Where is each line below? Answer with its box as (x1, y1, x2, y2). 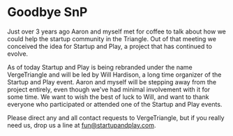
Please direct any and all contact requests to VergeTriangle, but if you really (7, 113, 225, 122)
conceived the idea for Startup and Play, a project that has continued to (7, 42, 213, 50)
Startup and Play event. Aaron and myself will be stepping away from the (7, 77, 217, 86)
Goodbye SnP (7, 4, 88, 20)
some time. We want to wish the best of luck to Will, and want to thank (7, 92, 209, 101)
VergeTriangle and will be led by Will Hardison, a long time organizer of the (7, 70, 222, 79)
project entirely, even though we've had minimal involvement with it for (7, 85, 211, 93)
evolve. (7, 50, 29, 58)
